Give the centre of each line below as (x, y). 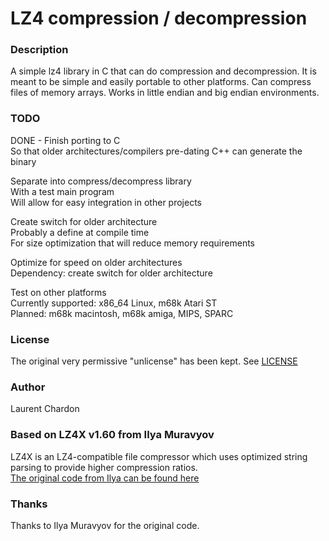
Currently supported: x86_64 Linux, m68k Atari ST (114, 303)
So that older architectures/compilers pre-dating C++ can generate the (156, 151)
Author (28, 387)
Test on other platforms (58, 292)
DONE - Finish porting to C (65, 140)
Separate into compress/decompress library (101, 181)
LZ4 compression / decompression (159, 18)
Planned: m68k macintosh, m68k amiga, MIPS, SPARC (122, 313)
